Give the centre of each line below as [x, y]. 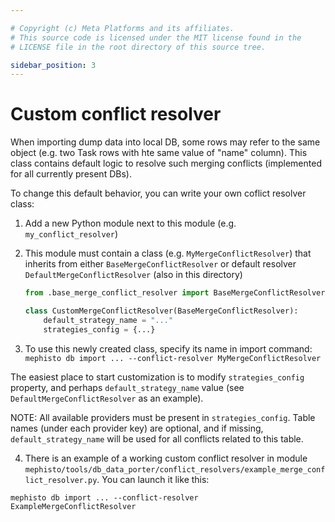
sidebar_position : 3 [53, 65]
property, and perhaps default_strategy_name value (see [127, 387]
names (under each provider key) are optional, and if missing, [137, 428]
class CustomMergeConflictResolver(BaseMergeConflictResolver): [161, 311]
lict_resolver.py [61, 480]
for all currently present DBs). [71, 174]
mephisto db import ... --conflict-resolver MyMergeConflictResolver [173, 358]
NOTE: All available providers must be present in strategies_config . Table [163, 417]
